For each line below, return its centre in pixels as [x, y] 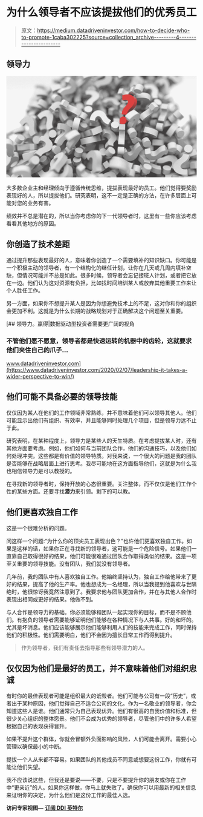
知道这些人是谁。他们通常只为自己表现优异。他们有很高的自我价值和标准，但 [101, 711]
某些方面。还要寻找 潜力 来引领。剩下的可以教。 [75, 491]
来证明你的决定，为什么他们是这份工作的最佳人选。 [70, 795]
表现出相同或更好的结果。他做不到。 [51, 599]
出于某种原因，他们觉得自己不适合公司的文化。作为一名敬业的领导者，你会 [104, 703]
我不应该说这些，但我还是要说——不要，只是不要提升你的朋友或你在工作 [96, 779]
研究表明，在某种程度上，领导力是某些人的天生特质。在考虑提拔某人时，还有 [101, 440]
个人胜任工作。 [25, 290]
